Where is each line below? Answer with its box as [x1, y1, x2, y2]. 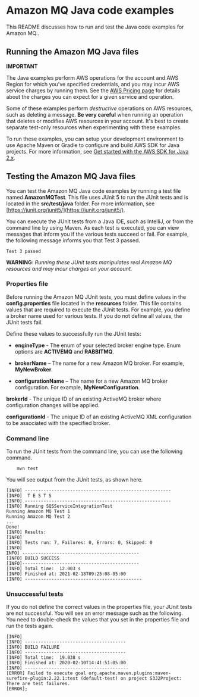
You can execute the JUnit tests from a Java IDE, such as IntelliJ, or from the [6, 218, 194, 225]
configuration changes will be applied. [6, 401, 100, 408]
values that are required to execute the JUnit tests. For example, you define [6, 306, 191, 313]
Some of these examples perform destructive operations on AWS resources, [6, 105, 193, 112]
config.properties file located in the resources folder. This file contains [6, 299, 182, 307]
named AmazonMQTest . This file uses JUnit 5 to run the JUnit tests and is [6, 193, 188, 201]
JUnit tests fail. [6, 318, 43, 326]
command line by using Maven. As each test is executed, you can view [6, 224, 179, 231]
